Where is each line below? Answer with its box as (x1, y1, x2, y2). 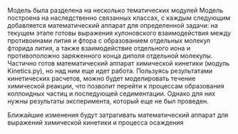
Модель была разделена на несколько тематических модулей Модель (7, 6, 224, 14)
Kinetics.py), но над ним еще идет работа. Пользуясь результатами (7, 67, 213, 75)
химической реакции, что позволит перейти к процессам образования (7, 82, 224, 90)
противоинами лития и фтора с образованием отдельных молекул (7, 36, 211, 45)
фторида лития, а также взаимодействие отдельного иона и (7, 44, 191, 52)
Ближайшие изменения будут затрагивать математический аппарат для (7, 110, 229, 119)
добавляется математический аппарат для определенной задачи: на (7, 21, 219, 29)
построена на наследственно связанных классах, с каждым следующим (7, 14, 231, 22)
